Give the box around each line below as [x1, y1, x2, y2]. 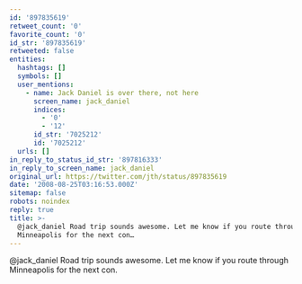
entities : [9, 55, 47, 64]
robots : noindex [9, 197, 70, 207]
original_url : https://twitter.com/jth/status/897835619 [9, 172, 227, 181]
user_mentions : [17, 80, 75, 89]
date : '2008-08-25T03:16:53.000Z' [9, 181, 139, 190]
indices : [32, 105, 67, 114]
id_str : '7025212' [32, 130, 102, 139]
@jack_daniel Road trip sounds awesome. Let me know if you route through [9, 255, 289, 266]
